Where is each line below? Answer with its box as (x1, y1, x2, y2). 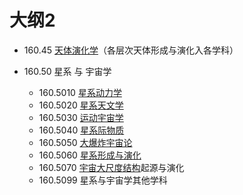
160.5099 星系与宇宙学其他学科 (38, 174, 168, 186)
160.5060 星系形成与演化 (38, 149, 142, 161)
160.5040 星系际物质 (38, 124, 125, 136)
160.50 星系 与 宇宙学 (23, 65, 112, 77)
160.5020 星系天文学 (38, 99, 124, 111)
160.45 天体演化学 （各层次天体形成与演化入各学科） (23, 44, 239, 56)
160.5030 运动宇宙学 (38, 111, 124, 123)
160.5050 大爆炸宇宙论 (38, 136, 133, 148)
